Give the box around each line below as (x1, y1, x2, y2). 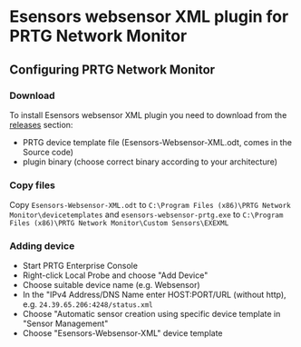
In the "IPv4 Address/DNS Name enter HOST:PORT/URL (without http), (22, 289, 287, 301)
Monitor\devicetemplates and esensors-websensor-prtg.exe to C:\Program (9, 209, 284, 220)
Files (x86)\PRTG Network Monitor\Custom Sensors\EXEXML (9, 219, 229, 228)
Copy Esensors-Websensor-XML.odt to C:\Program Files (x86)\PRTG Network (9, 200, 292, 211)
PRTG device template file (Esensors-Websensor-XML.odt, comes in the (22, 136, 293, 147)
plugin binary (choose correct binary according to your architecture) (22, 156, 278, 167)
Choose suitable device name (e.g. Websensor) (22, 280, 201, 291)
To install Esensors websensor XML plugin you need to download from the (9, 109, 287, 120)
